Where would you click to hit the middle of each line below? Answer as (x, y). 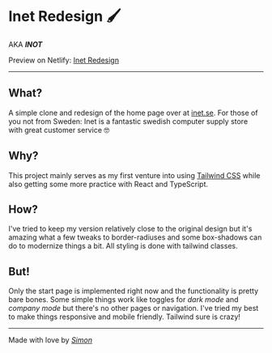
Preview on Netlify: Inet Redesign (64, 60)
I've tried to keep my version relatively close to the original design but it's (130, 229)
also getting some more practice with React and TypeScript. (108, 184)
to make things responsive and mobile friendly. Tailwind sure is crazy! (125, 317)
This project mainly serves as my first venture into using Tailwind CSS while (134, 175)
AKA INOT (25, 44)
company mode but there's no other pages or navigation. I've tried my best (134, 308)
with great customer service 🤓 (59, 130)
